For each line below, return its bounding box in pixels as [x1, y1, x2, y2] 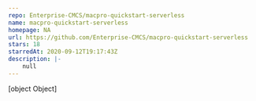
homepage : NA [8, 26, 51, 34]
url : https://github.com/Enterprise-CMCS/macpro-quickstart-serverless [8, 33, 248, 41]
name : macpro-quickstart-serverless [8, 19, 128, 27]
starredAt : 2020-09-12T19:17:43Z [8, 48, 118, 56]
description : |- [8, 56, 61, 63]
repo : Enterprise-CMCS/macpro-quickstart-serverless [8, 11, 185, 20]
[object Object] [8, 84, 58, 93]
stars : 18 [8, 41, 41, 49]
